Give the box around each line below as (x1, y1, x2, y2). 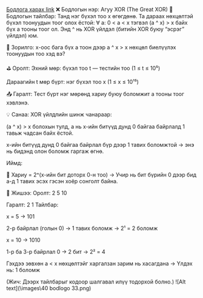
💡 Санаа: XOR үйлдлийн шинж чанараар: (6, 111, 112, 118)
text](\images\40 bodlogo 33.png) (6, 285, 92, 291)
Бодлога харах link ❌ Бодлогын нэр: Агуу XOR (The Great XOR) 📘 (6, 6, 173, 13)
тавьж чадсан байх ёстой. (6, 129, 74, 137)
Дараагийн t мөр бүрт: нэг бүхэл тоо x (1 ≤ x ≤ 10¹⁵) (6, 78, 139, 85)
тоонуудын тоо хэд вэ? (6, 50, 65, 57)
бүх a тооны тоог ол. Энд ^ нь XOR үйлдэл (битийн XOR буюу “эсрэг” (6, 25, 185, 33)
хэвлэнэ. (6, 99, 29, 106)
